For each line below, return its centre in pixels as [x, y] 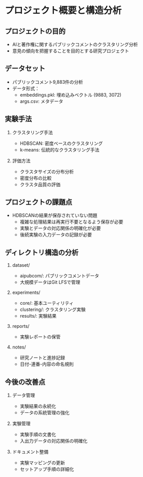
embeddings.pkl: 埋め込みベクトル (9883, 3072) [70, 95]
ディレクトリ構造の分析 [42, 252]
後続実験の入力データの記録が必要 [56, 235]
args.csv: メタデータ [42, 101]
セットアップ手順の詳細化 [47, 469]
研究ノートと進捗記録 [42, 358]
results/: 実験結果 [38, 316]
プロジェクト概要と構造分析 [63, 11]
